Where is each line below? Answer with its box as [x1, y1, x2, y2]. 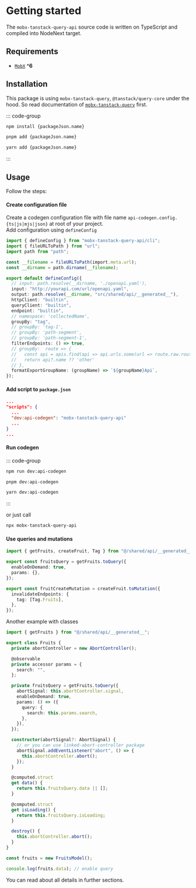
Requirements [6, 47, 58, 57]
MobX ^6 [14, 62, 33, 69]
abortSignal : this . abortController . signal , [16, 689, 124, 694]
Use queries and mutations [6, 535, 73, 542]
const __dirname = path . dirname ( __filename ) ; [6, 264, 118, 270]
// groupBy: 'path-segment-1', [11, 335, 87, 341]
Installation [6, 79, 48, 89]
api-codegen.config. [127, 215, 178, 221]
